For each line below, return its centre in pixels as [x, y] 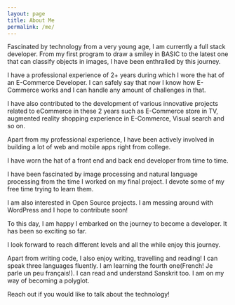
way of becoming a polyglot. [48, 280]
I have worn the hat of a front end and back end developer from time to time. [118, 161]
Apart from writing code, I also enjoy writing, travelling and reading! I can [113, 258]
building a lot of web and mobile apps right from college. [89, 147]
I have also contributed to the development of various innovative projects [113, 104]
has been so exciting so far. [47, 231]
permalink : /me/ [31, 27]
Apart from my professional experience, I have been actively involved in [111, 140]
